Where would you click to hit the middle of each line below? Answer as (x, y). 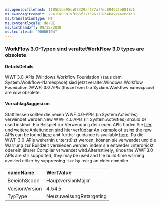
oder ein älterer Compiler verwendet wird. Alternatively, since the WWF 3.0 (79, 150)
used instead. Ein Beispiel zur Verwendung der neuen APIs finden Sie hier (79, 125)
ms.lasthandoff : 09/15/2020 (33, 28)
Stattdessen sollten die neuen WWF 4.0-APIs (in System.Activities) (72, 115)
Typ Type (17, 196)
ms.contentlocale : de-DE (30, 23)
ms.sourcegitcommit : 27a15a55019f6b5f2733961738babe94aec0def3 (70, 14)
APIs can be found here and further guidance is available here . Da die (74, 135)
